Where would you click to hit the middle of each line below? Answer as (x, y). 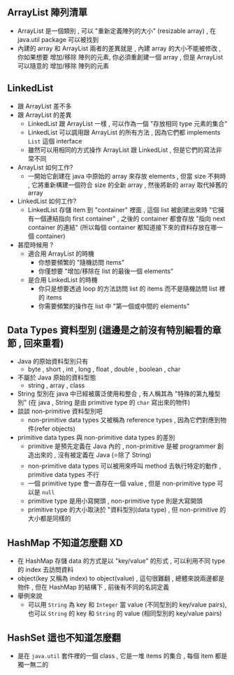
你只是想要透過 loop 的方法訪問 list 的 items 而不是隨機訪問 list (128, 288)
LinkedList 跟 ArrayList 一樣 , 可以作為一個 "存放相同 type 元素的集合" (127, 123)
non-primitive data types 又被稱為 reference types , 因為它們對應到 (124, 420)
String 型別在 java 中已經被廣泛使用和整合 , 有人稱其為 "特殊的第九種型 (119, 394)
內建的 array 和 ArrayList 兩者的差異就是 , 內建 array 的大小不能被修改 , (119, 48)
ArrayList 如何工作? (45, 167)
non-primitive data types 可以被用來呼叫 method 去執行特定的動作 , (124, 466)
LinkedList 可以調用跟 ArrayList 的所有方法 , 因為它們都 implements (124, 132)
